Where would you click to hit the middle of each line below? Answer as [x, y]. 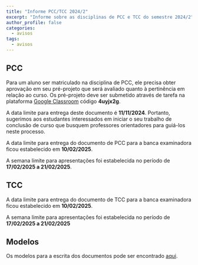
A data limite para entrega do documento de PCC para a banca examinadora [99, 143]
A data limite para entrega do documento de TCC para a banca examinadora [99, 199]
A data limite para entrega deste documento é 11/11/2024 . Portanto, [88, 112]
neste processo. [26, 131]
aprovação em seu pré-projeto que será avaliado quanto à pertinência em [95, 88]
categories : [21, 28]
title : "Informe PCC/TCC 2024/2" [47, 11]
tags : [13, 39]
